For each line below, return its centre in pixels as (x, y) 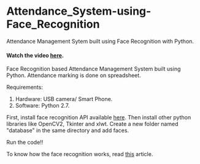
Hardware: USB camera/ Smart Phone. (64, 99)
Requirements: (25, 88)
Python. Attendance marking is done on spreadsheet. (74, 75)
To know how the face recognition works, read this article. (80, 154)
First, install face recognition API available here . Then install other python (99, 117)
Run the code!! (25, 143)
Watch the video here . (35, 55)
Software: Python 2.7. (42, 106)
